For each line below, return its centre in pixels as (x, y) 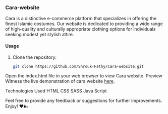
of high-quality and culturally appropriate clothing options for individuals (80, 29)
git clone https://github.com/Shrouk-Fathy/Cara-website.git (78, 66)
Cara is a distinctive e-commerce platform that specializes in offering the (81, 19)
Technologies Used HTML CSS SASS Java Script (56, 91)
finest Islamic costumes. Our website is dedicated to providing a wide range (84, 24)
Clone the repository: (35, 57)
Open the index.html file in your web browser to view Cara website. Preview (84, 76)
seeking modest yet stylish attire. (40, 35)
